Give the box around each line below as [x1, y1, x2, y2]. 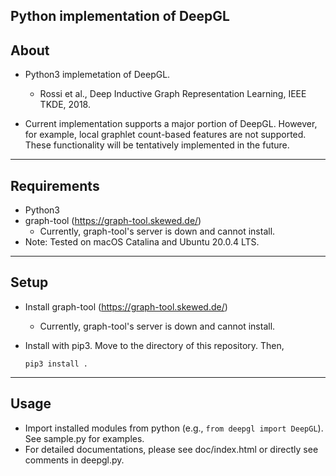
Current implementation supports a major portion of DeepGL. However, [24, 118, 318, 130]
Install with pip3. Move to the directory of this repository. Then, [24, 339, 285, 351]
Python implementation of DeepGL [10, 8, 230, 25]
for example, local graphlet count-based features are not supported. [24, 129, 307, 141]
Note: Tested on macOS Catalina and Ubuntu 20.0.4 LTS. [24, 236, 260, 248]
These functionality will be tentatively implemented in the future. [24, 139, 290, 151]
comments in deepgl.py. [24, 454, 125, 466]
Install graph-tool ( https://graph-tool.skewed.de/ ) [24, 300, 228, 313]
